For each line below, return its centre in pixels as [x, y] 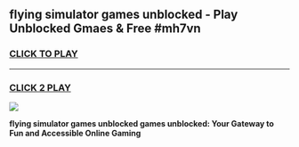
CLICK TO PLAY [44, 54]
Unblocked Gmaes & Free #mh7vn [105, 29]
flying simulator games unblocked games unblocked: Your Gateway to [141, 123]
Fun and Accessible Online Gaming [75, 133]
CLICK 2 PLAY [40, 87]
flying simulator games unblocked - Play [124, 15]
